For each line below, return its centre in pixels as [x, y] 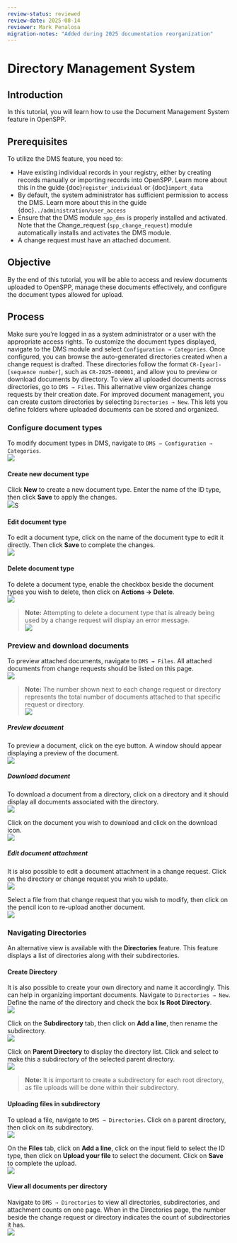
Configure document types [55, 427]
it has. [16, 1225]
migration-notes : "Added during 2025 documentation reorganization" [110, 34]
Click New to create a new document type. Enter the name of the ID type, [114, 490]
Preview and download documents [68, 646]
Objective [29, 263]
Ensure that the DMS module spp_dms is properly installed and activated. [122, 218]
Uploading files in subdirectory [54, 1103]
